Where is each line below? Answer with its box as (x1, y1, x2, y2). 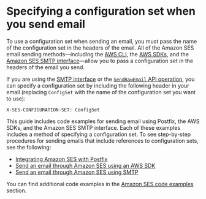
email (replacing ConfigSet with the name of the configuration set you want (6, 88, 196, 96)
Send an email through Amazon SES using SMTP (15, 168, 139, 176)
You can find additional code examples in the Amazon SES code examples (6, 180, 194, 187)
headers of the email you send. (6, 63, 85, 71)
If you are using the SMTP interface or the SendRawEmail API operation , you (6, 75, 195, 83)
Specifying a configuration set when (6, 4, 196, 18)
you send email (6, 17, 86, 31)
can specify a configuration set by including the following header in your (6, 81, 189, 89)
